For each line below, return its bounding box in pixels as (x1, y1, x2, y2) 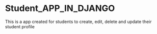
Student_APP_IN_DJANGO (5, 3, 115, 14)
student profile (5, 23, 35, 29)
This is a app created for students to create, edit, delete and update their (5, 19, 152, 24)
